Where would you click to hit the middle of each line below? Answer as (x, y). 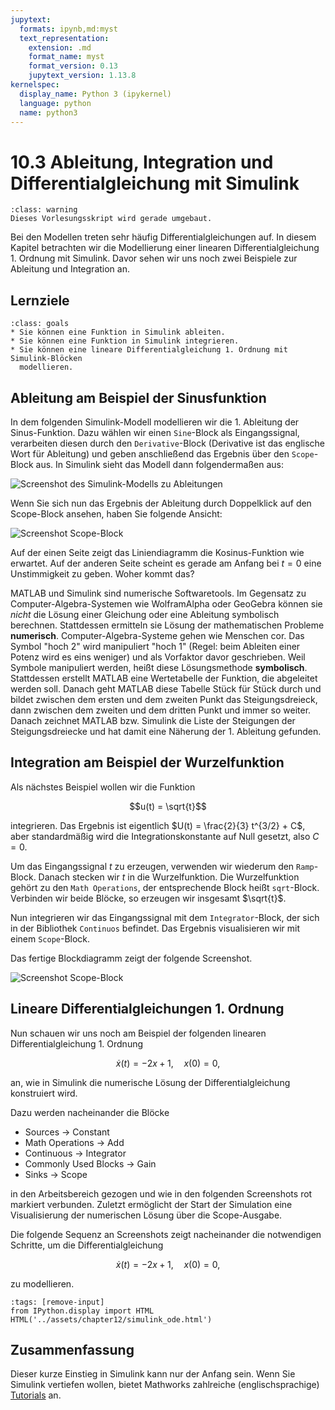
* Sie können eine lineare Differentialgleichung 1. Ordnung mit (149, 350)
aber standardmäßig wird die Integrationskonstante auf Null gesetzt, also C (165, 836)
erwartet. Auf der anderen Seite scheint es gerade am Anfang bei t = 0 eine (166, 563)
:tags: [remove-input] (57, 1302)
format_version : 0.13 (73, 66)
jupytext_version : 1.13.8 (82, 76)
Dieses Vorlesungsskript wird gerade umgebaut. (111, 219)
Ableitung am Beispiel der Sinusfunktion (138, 397)
